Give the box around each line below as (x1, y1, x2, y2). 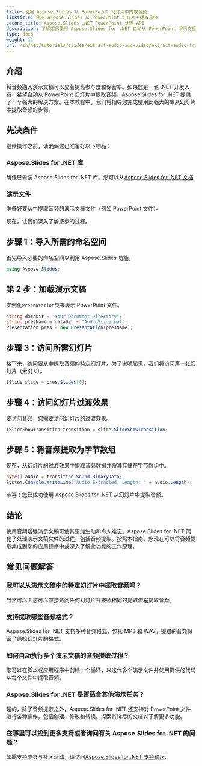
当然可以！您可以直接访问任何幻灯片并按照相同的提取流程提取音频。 (6, 596, 175, 604)
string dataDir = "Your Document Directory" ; (6, 314, 122, 320)
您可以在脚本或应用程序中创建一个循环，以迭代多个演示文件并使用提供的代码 (6, 666, 196, 674)
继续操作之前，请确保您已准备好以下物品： (6, 142, 112, 149)
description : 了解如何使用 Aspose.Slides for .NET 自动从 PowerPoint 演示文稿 (6, 25, 197, 32)
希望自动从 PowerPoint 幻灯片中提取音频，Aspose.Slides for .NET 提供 (16, 91, 191, 98)
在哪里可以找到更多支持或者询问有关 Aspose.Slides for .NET (6, 729, 182, 738)
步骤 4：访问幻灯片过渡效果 (6, 398, 109, 408)
